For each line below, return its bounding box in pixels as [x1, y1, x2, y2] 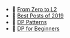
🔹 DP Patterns [11, 19, 47, 25]
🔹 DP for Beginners [11, 25, 60, 32]
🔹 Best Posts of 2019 [11, 12, 64, 19]
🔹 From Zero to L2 [11, 6, 57, 13]
